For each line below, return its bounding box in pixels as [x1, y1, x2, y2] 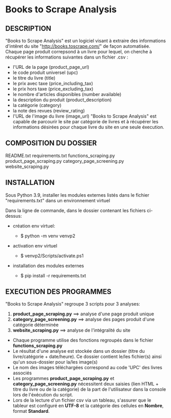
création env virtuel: [12, 222, 55, 229]
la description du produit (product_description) [12, 97, 112, 103]
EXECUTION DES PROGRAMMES [5, 288, 112, 296]
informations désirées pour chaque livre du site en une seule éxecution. [12, 124, 164, 130]
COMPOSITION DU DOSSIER [5, 139, 97, 147]
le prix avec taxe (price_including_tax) [12, 81, 93, 86]
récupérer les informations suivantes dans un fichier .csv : [5, 54, 128, 60]
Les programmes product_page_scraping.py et [12, 375, 115, 382]
